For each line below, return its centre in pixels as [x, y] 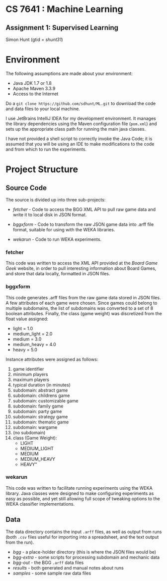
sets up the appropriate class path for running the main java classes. [76, 129]
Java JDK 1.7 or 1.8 [32, 83]
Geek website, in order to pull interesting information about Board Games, [81, 268]
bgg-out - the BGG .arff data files [48, 563]
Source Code [26, 188]
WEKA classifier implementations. [40, 504]
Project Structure [42, 169]
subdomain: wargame [35, 427]
